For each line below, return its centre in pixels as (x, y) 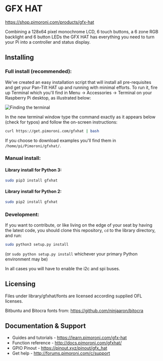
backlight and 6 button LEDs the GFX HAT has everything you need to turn (80, 37)
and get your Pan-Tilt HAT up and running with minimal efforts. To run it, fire (81, 87)
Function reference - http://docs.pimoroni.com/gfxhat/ (67, 343)
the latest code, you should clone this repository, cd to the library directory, (81, 230)
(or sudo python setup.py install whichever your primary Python (71, 254)
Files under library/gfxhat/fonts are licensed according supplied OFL (74, 296)
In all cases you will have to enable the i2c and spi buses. (63, 268)
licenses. (14, 301)
